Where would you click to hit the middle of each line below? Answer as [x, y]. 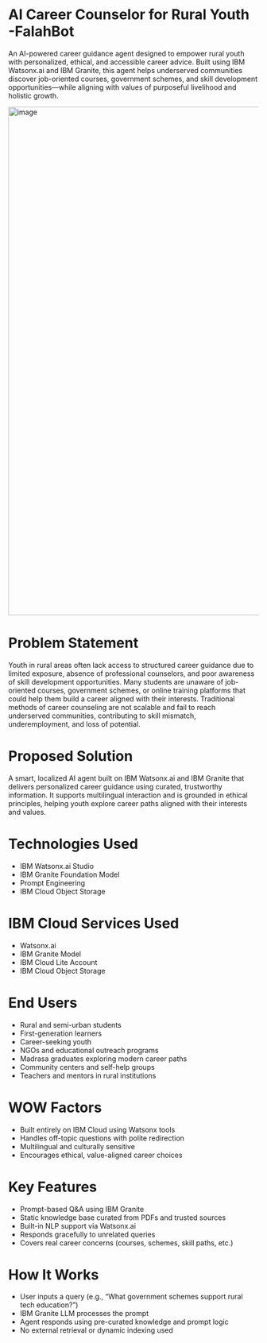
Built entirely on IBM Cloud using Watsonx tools [97, 1129]
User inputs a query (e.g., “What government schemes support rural [132, 1297]
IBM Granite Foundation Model [70, 874]
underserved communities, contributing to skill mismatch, [102, 716]
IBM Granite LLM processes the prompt [84, 1314]
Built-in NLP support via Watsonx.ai [78, 1225]
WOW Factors [55, 1108]
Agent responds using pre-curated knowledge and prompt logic [124, 1322]
